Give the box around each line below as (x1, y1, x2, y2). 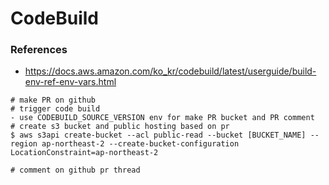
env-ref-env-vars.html (24, 76, 117, 88)
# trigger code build (10, 104, 101, 114)
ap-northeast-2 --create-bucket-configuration (41, 139, 240, 149)
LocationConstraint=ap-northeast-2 (10, 148, 159, 158)
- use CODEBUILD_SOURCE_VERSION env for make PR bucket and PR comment (10, 113, 315, 123)
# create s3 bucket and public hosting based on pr (10, 122, 230, 132)
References (10, 43, 68, 57)
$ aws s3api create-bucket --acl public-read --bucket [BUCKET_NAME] (10, 130, 307, 141)
